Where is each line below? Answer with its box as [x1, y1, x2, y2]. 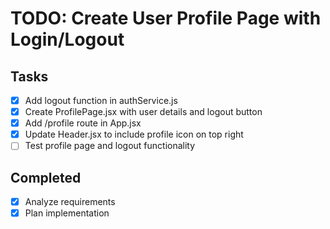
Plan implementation [24, 207, 110, 219]
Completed [10, 169, 82, 186]
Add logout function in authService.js [24, 95, 178, 106]
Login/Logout [10, 28, 125, 51]
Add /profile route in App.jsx [24, 117, 142, 129]
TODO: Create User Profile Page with [10, 7, 322, 30]
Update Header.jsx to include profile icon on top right [24, 128, 244, 141]
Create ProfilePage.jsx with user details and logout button [24, 106, 263, 118]
